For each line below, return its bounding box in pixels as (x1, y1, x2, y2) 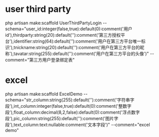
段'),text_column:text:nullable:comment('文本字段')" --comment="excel (5, 122, 150, 128)
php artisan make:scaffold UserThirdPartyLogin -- (5, 20, 107, 26)
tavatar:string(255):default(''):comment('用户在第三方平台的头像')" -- (13, 51, 155, 57)
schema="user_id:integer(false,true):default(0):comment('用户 (5, 26, 133, 32)
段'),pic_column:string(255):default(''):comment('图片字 (5, 115, 119, 121)
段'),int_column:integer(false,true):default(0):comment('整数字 (5, 103, 132, 109)
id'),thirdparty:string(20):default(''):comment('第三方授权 (5, 32, 121, 38)
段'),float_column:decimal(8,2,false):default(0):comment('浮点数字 (5, 109, 140, 115)
